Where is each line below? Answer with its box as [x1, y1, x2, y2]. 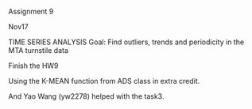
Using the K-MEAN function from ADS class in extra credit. [8, 77, 200, 85]
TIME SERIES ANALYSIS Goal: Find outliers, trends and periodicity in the [8, 37, 245, 47]
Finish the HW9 [8, 61, 59, 70]
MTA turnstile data [8, 46, 69, 54]
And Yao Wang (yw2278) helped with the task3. [8, 92, 165, 101]
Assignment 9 [8, 7, 54, 16]
